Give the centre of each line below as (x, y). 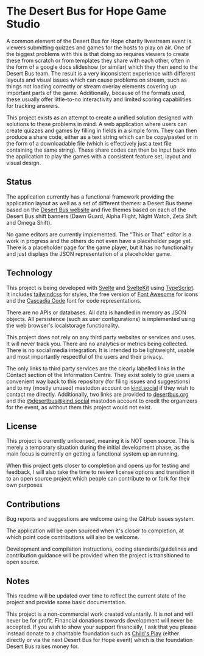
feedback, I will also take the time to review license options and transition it (100, 472)
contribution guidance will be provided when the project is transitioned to (98, 555)
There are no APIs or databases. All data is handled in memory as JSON (97, 312)
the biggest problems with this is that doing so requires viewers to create (98, 54)
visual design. (24, 163)
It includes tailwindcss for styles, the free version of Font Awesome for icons (102, 294)
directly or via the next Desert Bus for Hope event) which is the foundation (100, 640)
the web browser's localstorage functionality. (63, 325)
